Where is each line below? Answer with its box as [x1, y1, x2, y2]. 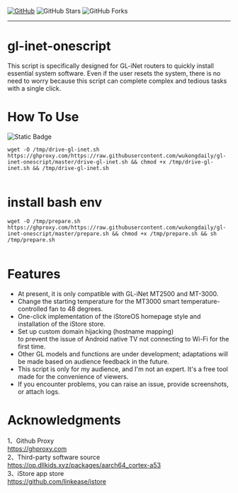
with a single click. [7, 84, 62, 92]
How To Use [7, 109, 79, 125]
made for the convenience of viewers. [17, 372, 129, 380]
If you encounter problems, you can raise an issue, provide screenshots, [17, 380, 229, 388]
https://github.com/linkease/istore [7, 477, 106, 485]
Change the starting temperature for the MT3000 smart [17, 297, 180, 305]
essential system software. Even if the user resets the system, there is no [7, 69, 221, 77]
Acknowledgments [7, 412, 122, 428]
